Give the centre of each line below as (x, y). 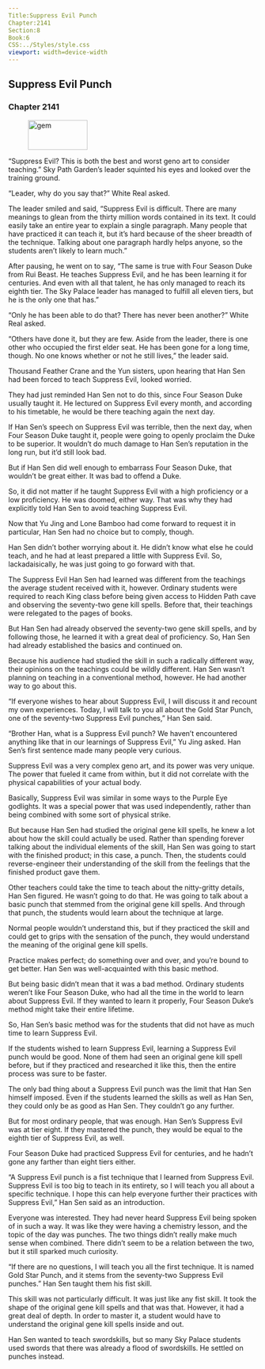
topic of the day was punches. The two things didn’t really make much (123, 1234)
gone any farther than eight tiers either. (72, 1161)
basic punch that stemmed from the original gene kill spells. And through (127, 904)
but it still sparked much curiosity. (63, 1251)
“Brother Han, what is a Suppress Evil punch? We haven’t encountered (123, 733)
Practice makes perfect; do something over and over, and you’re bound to (129, 960)
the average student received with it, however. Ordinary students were (123, 588)
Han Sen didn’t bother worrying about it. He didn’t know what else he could (131, 547)
